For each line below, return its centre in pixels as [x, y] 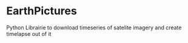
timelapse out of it [29, 33]
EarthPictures [42, 11]
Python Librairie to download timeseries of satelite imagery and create [94, 27]
